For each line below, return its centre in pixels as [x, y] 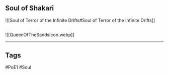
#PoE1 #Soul [18, 67]
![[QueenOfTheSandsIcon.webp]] [40, 35]
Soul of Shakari [30, 8]
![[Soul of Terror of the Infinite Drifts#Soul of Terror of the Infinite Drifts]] [80, 20]
